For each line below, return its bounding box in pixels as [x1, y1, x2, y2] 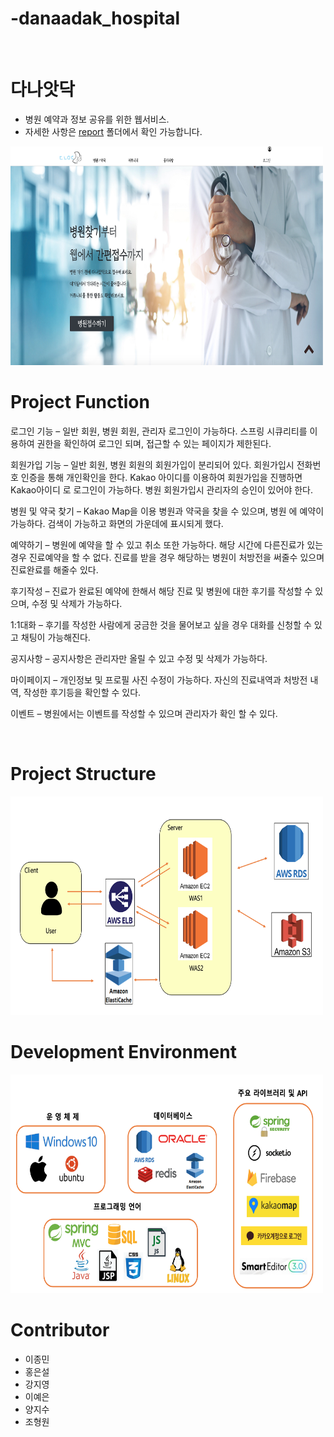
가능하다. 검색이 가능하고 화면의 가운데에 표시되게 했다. [10, 517, 224, 529]
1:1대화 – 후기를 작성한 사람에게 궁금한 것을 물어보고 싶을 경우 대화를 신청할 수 [10, 618, 312, 631]
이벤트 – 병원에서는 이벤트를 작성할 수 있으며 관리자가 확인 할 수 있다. [10, 707, 278, 719]
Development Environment [10, 1040, 237, 1063]
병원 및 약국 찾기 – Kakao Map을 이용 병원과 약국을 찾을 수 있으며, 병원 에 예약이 [10, 505, 325, 517]
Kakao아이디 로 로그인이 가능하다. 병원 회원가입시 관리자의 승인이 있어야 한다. [10, 483, 313, 496]
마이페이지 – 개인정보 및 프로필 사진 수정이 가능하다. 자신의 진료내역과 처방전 [10, 673, 308, 686]
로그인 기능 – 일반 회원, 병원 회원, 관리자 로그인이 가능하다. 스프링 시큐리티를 [10, 425, 308, 437]
